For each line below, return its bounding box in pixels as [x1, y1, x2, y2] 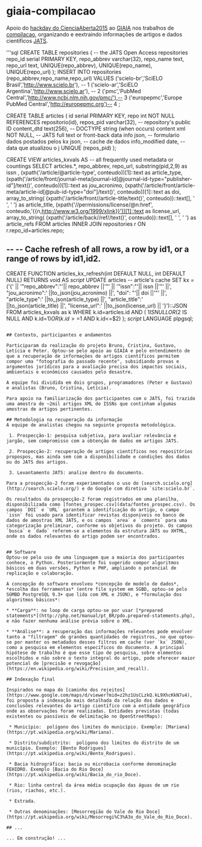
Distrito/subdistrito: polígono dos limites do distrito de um [14, 740, 180, 746]
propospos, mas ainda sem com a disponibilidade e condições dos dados [6, 453, 190, 460]
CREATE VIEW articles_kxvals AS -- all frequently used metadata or [6, 156, 174, 163]
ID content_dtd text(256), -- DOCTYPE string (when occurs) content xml [6, 125, 186, 132]
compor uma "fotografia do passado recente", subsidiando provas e [6, 358, 180, 364]
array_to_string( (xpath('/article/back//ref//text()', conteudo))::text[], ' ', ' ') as [6, 214, 197, 221]
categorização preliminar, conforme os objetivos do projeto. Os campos [6, 522, 193, 529]
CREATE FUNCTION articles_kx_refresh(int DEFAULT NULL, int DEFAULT [6, 269, 186, 277]
